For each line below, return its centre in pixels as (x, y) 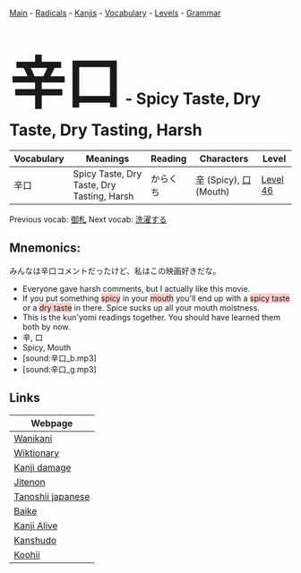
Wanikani (33, 438)
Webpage (52, 423)
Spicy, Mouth (47, 347)
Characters (224, 158)
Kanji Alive (36, 526)
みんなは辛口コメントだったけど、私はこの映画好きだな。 (115, 270)
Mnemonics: (45, 248)
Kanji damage (43, 467)
